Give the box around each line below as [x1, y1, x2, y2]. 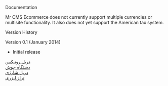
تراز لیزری [5, 75, 25, 80]
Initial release [12, 49, 40, 55]
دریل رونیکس [5, 59, 30, 65]
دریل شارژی [5, 69, 28, 75]
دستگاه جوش [5, 64, 30, 70]
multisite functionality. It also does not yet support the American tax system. [5, 20, 164, 25]
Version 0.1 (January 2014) [5, 39, 61, 45]
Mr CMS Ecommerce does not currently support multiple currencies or [5, 14, 153, 20]
